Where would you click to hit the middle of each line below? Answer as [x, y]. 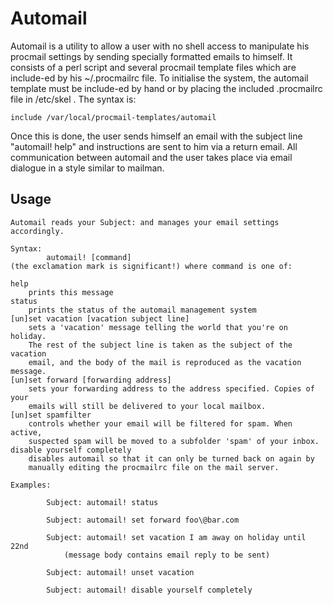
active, [26, 432]
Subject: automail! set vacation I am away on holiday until [176, 537]
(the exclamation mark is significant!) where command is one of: [151, 266]
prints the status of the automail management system [142, 310]
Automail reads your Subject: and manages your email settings [145, 222]
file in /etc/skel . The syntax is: [73, 99]
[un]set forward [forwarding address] [91, 380]
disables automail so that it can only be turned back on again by [171, 458]
